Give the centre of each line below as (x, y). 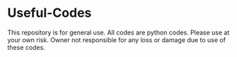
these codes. (27, 47)
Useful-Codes (50, 13)
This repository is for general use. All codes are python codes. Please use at (118, 32)
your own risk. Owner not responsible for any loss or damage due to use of (117, 39)
